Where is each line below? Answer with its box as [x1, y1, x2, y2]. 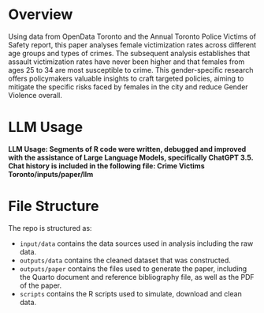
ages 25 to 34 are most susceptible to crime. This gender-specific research [8, 65, 254, 74]
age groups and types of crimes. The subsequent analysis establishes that [8, 48, 251, 58]
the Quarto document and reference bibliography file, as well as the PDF [19, 272, 255, 281]
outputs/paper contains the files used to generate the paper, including [19, 263, 247, 273]
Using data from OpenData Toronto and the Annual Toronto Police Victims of [8, 32, 257, 41]
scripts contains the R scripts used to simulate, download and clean [19, 288, 242, 298]
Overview [8, 6, 73, 24]
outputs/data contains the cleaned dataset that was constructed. [19, 255, 231, 265]
